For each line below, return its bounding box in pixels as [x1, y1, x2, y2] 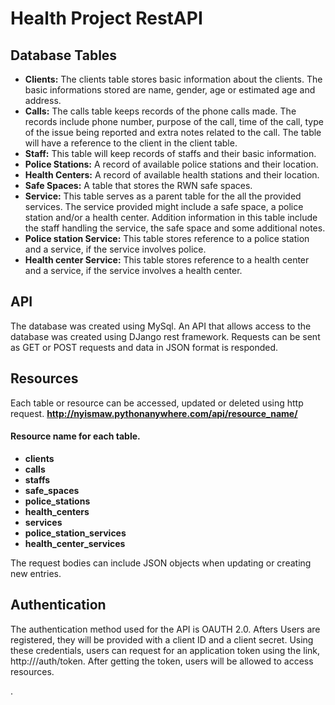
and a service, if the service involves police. [24, 243, 207, 255]
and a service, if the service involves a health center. [24, 265, 243, 276]
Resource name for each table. [10, 430, 141, 442]
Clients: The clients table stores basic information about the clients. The [24, 73, 323, 85]
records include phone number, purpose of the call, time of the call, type [24, 116, 324, 127]
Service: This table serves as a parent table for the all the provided [24, 190, 302, 202]
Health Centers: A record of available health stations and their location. [24, 169, 320, 181]
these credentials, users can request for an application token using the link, [10, 644, 321, 656]
